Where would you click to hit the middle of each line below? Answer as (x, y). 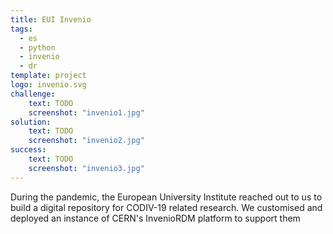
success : (28, 150)
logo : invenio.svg (48, 85)
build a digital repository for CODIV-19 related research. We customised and (166, 207)
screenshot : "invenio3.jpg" (86, 168)
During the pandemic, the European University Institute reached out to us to (166, 197)
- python (37, 47)
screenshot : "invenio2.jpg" (86, 141)
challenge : (33, 94)
